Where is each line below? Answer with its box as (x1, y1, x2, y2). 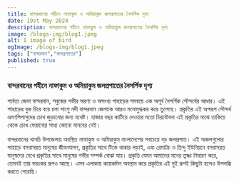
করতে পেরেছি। (7, 167, 39, 176)
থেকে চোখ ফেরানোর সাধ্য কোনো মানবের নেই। (7, 121, 101, 129)
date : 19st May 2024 (7, 17, 69, 24)
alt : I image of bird (7, 37, 72, 44)
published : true (7, 57, 56, 64)
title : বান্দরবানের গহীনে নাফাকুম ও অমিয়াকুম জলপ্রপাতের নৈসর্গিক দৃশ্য (7, 10, 149, 18)
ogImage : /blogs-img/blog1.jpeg (7, 44, 103, 51)
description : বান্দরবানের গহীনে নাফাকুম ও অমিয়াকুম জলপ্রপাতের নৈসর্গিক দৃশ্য (7, 24, 168, 31)
